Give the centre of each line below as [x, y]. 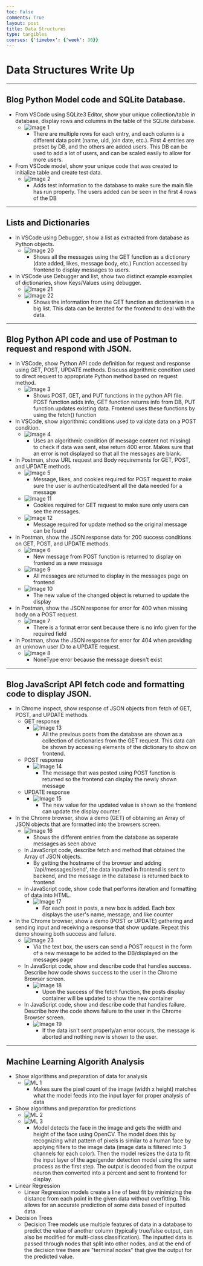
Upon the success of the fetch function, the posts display [114, 992]
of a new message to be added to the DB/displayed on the [105, 953]
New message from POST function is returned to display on [107, 557]
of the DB [45, 198]
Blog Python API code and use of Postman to [92, 339]
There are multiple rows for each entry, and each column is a [109, 133]
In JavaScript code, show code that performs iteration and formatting [110, 889]
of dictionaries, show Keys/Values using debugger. [78, 282]
